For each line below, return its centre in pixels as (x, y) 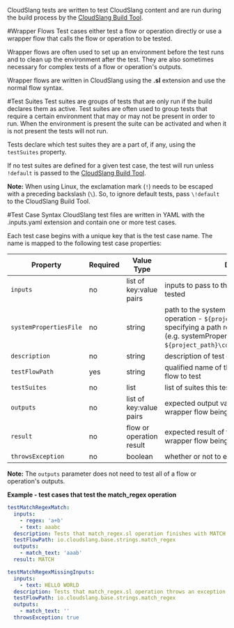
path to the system (195, 310)
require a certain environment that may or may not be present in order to (111, 116)
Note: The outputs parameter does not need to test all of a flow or (102, 474)
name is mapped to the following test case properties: (85, 243)
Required (104, 265)
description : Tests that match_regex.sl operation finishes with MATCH (120, 534)
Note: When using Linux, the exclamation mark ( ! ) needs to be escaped (110, 187)
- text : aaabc (40, 527)
